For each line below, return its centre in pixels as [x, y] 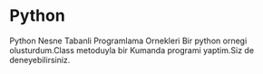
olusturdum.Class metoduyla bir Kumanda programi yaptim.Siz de [132, 50]
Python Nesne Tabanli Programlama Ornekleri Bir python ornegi [128, 41]
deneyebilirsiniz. [40, 60]
